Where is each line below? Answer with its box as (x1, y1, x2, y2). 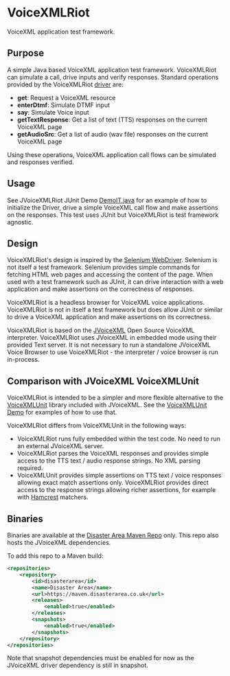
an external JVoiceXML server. (16, 442, 104, 450)
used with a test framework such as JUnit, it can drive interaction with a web (7, 278, 224, 286)
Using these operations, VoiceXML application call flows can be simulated (7, 150, 216, 159)
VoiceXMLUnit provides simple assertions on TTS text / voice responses (16, 471, 222, 480)
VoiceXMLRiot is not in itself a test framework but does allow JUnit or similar (7, 305, 223, 314)
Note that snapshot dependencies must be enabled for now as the (7, 654, 194, 662)
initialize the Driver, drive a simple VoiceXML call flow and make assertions (7, 203, 218, 211)
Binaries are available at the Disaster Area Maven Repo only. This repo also (7, 531, 219, 539)
